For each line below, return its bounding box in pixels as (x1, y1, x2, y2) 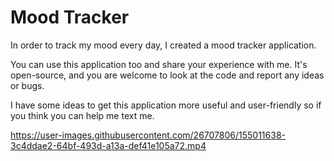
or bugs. (10, 79, 45, 91)
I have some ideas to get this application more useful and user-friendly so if (10, 99, 322, 111)
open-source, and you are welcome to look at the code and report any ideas (10, 69, 325, 81)
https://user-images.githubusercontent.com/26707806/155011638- (10, 129, 286, 141)
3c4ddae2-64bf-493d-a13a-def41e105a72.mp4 (10, 139, 207, 151)
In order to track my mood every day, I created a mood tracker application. (10, 39, 317, 51)
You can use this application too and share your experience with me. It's (10, 58, 308, 70)
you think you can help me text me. (10, 109, 155, 121)
